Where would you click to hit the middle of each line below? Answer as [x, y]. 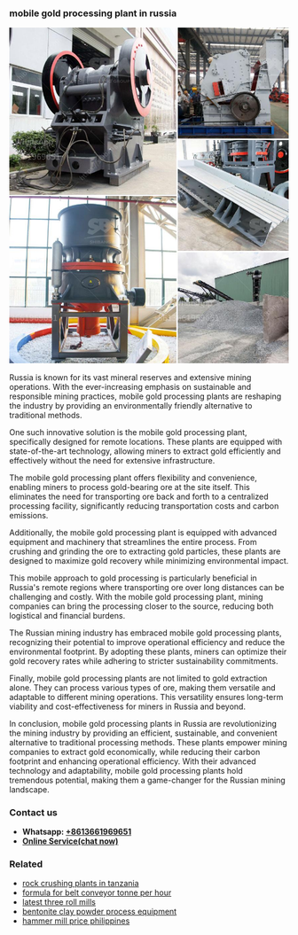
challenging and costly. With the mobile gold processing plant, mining [136, 596]
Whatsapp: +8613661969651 [76, 831]
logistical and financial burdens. [67, 615]
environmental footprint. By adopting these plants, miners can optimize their [148, 651]
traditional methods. [46, 415]
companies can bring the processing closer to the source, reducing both [141, 606]
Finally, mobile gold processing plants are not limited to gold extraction [138, 678]
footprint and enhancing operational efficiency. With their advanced [133, 761]
